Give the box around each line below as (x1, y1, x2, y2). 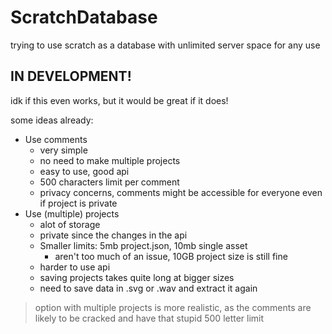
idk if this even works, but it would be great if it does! (10, 94, 229, 106)
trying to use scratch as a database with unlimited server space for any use (10, 39, 321, 51)
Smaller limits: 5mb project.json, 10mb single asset (39, 239, 248, 251)
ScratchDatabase (10, 6, 158, 29)
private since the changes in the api (39, 229, 188, 241)
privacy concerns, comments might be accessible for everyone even (39, 186, 323, 198)
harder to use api (39, 261, 111, 273)
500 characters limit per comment (39, 176, 180, 188)
